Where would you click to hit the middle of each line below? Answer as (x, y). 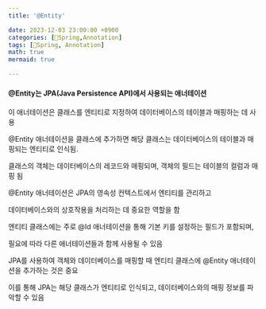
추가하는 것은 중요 (50, 271)
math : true (26, 53)
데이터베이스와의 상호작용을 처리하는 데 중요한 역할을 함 (94, 210)
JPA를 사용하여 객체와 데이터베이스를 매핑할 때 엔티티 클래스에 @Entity (118, 260)
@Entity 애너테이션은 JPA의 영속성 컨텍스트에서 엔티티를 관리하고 (110, 193)
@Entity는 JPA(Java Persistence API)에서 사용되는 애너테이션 (108, 93)
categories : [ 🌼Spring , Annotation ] (66, 37)
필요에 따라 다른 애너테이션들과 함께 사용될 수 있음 (85, 244)
